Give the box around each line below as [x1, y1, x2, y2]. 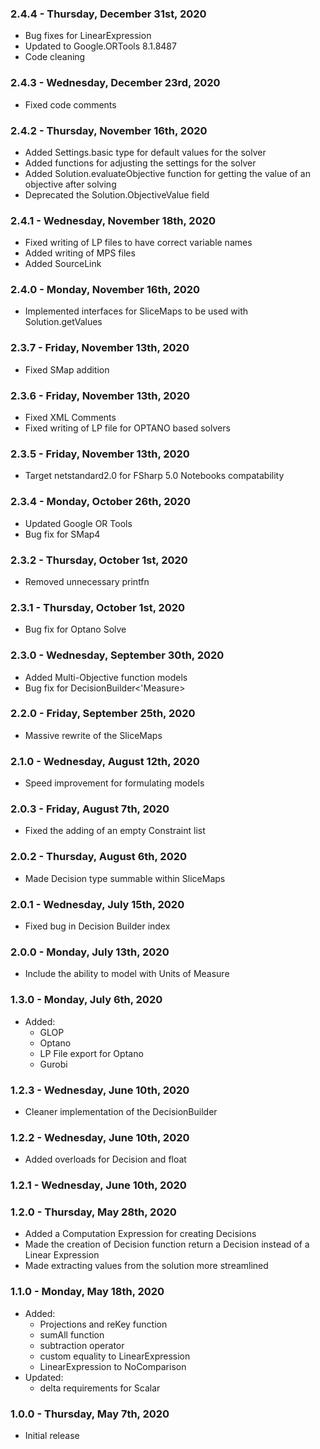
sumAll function [39, 1328, 105, 1341]
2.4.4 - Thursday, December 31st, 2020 [10, 7, 207, 21]
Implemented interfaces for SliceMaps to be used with [24, 305, 249, 317]
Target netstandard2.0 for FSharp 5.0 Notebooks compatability [24, 470, 285, 482]
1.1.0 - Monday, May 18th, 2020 [10, 1285, 165, 1299]
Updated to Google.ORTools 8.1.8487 [24, 40, 177, 52]
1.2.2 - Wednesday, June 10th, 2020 [10, 1130, 190, 1144]
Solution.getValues [24, 316, 103, 328]
